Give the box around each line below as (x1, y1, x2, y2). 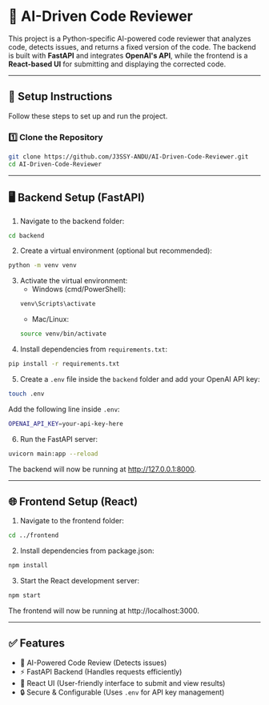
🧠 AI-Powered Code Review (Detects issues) (19, 658, 167, 667)
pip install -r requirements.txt (8, 360, 120, 368)
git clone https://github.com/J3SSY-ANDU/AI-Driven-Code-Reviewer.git (8, 153, 249, 161)
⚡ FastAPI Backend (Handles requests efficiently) (19, 667, 183, 676)
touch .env (8, 390, 45, 398)
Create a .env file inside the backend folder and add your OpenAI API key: (19, 374, 260, 383)
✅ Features (8, 636, 66, 651)
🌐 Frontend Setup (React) (8, 495, 139, 508)
